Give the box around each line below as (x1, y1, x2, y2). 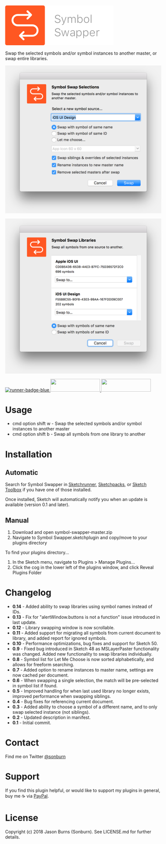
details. (5, 834, 20, 840)
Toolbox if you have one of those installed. (5, 487, 92, 493)
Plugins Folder (12, 570, 42, 576)
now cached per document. (12, 672, 69, 678)
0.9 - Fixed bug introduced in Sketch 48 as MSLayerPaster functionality (12, 646, 160, 652)
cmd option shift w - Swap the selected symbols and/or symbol (12, 421, 142, 426)
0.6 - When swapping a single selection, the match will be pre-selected (12, 677, 159, 683)
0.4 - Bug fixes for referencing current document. (12, 699, 114, 705)
